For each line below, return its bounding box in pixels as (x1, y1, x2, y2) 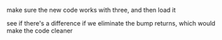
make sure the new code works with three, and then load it (6, 6, 176, 14)
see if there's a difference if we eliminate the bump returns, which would (6, 19, 216, 27)
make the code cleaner (6, 27, 73, 34)
